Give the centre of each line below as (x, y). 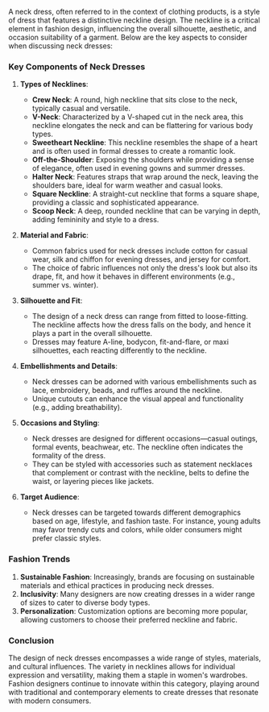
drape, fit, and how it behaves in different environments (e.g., (133, 276)
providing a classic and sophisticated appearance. (116, 203)
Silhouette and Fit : (51, 300)
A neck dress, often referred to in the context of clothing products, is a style (134, 12)
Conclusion (31, 640)
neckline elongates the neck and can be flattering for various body (143, 126)
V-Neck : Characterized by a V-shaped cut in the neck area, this (138, 117)
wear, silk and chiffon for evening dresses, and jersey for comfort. (141, 259)
